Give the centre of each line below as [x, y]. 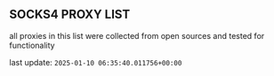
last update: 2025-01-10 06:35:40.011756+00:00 [96, 62]
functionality [32, 45]
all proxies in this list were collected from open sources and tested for [137, 35]
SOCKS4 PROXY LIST [70, 15]
